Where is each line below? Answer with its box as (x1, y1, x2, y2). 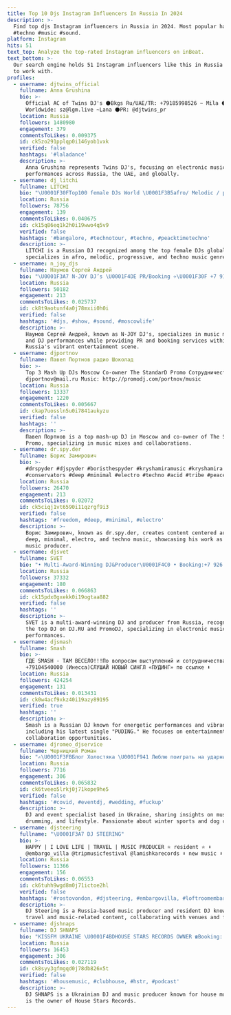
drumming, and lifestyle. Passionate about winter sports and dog (25, 818, 220, 825)
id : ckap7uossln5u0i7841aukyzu (19, 408, 109, 414)
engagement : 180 (19, 581, 67, 587)
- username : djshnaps (13, 921, 76, 927)
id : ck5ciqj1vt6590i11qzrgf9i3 (19, 504, 109, 511)
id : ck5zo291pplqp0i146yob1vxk (19, 139, 109, 145)
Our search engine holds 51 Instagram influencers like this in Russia (13, 61, 223, 68)
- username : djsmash (13, 639, 72, 645)
